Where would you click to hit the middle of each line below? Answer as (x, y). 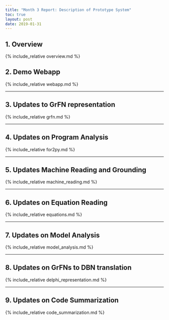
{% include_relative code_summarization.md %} (55, 312)
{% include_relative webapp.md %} (42, 84)
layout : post (19, 19)
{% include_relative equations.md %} (44, 215)
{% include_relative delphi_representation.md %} (56, 280)
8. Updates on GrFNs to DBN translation (68, 268)
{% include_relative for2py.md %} (40, 149)
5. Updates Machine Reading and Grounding (76, 170)
